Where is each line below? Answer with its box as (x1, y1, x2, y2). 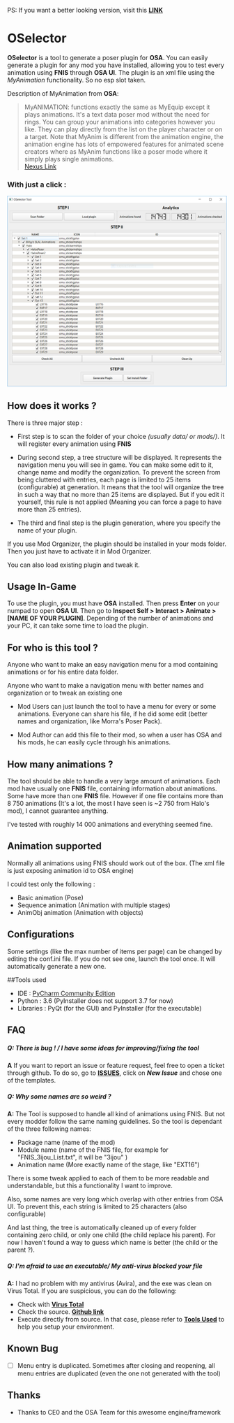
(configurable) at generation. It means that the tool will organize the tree (17, 482, 224, 491)
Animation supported (7, 840, 102, 852)
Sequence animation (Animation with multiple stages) (17, 901, 171, 909)
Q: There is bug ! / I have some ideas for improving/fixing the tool (7, 1043, 200, 1052)
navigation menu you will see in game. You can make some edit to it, (17, 461, 214, 469)
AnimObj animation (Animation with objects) (17, 908, 144, 916)
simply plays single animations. (24, 154, 114, 163)
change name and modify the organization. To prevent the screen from (17, 468, 221, 476)
